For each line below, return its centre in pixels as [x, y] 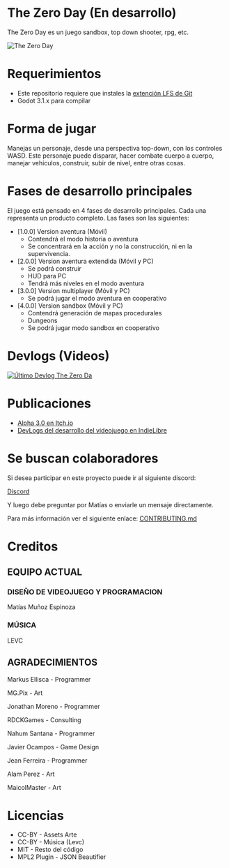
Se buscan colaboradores [83, 458]
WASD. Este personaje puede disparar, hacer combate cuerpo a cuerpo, [111, 156]
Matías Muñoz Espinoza [41, 607]
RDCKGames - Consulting [44, 719]
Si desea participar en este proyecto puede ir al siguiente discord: [102, 478]
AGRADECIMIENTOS [52, 663]
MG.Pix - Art [25, 693]
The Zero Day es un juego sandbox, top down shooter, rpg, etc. [98, 32]
